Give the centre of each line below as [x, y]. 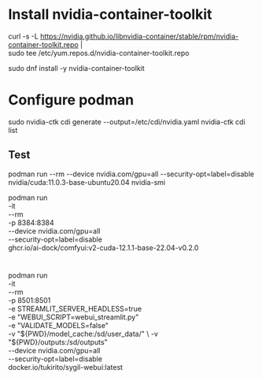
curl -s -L [24, 36]
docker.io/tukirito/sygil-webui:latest [66, 367]
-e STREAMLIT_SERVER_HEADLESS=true [75, 308]
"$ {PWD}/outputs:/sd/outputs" [58, 342]
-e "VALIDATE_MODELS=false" [58, 325]
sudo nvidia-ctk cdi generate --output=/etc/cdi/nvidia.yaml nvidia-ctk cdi [127, 122]
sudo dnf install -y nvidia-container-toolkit [77, 68]
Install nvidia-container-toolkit [110, 15]
